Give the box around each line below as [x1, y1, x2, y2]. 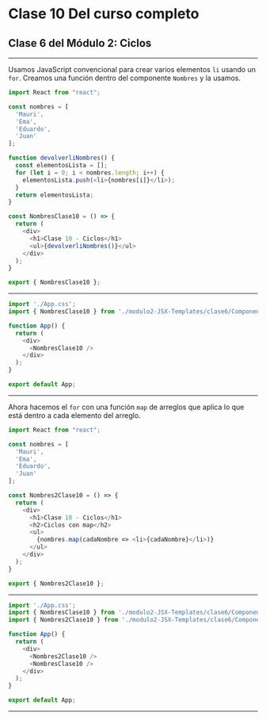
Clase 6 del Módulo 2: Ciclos [8, 36, 152, 50]
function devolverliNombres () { [8, 154, 115, 163]
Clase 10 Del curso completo [8, 5, 199, 23]
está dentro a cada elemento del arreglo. [8, 410, 141, 420]
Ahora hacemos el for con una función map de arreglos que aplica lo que [8, 402, 245, 412]
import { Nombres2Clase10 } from [8, 616, 119, 624]
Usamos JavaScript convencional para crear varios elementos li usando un [8, 65, 256, 74]
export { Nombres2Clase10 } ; [8, 580, 104, 588]
